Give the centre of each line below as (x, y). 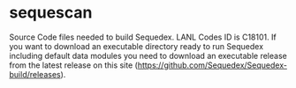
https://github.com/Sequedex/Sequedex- (212, 65)
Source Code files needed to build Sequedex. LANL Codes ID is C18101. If (143, 37)
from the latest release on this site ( (74, 65)
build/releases (35, 74)
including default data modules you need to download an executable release (148, 55)
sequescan (51, 13)
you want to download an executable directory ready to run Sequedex (136, 46)
